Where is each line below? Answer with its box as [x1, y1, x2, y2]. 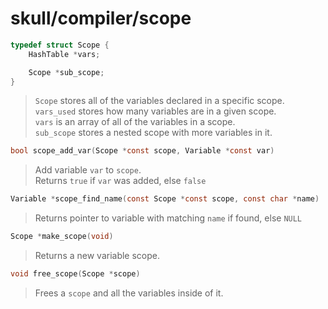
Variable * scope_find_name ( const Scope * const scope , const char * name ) [10, 194, 320, 204]
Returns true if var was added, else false [34, 175, 207, 187]
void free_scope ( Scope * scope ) [10, 269, 141, 279]
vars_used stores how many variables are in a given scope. [34, 105, 277, 117]
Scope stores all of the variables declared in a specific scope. [34, 95, 285, 107]
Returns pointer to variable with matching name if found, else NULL [34, 212, 303, 224]
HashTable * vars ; [28, 49, 101, 59]
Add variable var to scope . [34, 164, 142, 176]
